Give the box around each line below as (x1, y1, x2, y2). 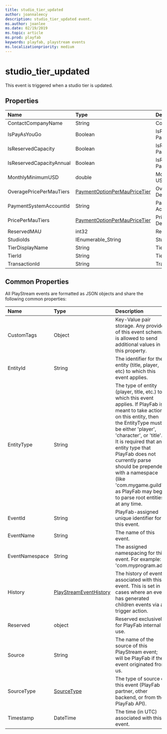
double (75, 174, 92, 181)
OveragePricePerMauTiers (7, 188, 70, 195)
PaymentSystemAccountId (7, 203, 70, 210)
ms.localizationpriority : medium (5, 44, 75, 49)
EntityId (7, 365, 26, 371)
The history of (115, 570, 148, 577)
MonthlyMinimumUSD (7, 174, 59, 181)
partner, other (115, 688, 148, 695)
